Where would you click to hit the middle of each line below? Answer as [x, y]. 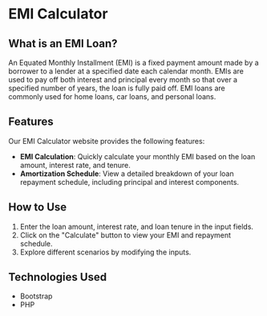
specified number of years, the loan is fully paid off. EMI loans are [117, 88]
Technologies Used [57, 277]
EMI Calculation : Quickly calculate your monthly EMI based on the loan [138, 156]
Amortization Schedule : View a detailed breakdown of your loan [127, 174]
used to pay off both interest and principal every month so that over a [123, 80]
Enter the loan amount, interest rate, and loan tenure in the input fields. [137, 226]
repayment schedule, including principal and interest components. [129, 182]
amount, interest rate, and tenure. [75, 165]
